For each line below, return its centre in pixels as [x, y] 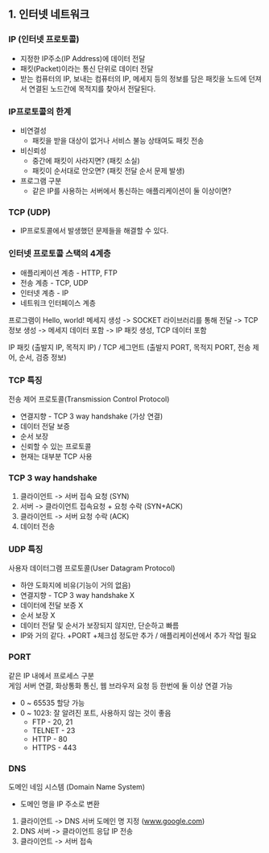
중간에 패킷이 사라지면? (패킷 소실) [86, 160]
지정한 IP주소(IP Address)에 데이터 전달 [83, 58]
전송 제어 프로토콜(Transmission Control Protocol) [89, 399]
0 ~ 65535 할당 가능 [52, 703]
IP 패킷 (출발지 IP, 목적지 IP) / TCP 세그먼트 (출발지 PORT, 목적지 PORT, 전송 [130, 347]
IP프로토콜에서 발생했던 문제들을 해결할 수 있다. [94, 231]
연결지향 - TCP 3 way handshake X [77, 595]
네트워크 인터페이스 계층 [58, 303]
